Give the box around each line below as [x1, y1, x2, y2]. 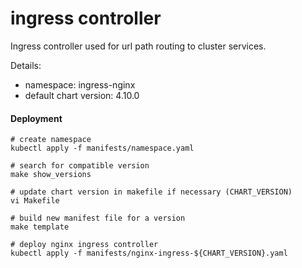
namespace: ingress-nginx [24, 78, 136, 91]
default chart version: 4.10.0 [24, 89, 140, 101]
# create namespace [10, 135, 92, 145]
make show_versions [10, 170, 92, 180]
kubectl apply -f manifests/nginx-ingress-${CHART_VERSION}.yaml [10, 248, 288, 259]
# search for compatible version [10, 161, 150, 171]
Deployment [10, 112, 63, 124]
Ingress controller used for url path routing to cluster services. [10, 40, 267, 52]
